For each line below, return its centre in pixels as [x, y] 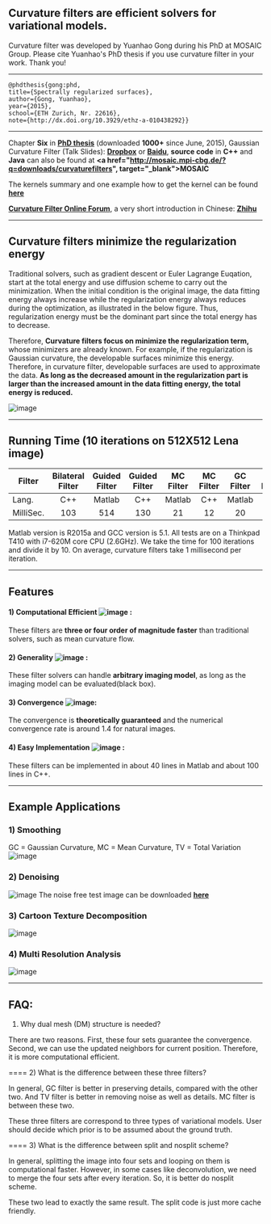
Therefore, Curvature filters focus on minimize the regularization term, [129, 341]
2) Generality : [48, 657]
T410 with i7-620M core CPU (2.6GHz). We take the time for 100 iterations [131, 541]
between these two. [42, 1105]
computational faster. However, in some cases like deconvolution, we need [132, 1170]
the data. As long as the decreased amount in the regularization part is [128, 375]
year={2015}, [30, 106]
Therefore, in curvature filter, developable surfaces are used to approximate [134, 366]
